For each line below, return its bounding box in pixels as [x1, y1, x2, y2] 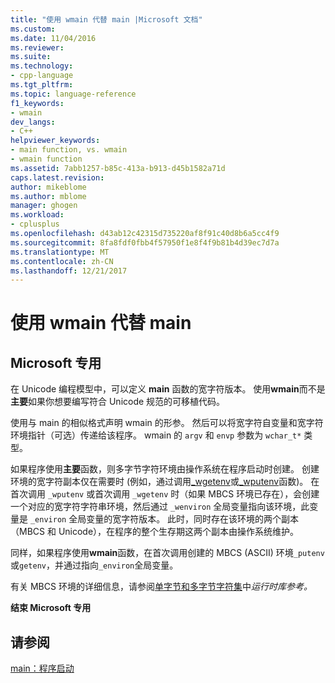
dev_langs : [10, 117, 56, 127]
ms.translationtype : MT [10, 247, 110, 257]
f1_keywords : [10, 98, 65, 108]
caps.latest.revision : [10, 172, 105, 183]
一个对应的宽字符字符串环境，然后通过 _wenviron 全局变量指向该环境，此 [10, 501, 310, 513]
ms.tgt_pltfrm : [10, 80, 74, 90]
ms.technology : [10, 61, 74, 71]
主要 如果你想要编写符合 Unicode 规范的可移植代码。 [10, 396, 226, 408]
